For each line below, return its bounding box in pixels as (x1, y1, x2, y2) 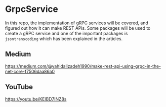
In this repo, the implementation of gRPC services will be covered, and (5, 20, 148, 26)
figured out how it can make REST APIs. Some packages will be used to (5, 25, 151, 31)
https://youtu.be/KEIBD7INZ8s (5, 96, 67, 102)
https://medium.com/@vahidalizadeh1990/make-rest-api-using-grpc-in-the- (5, 63, 161, 69)
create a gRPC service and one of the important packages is (5, 30, 128, 36)
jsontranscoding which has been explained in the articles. (5, 36, 123, 42)
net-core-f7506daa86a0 (5, 68, 55, 74)
